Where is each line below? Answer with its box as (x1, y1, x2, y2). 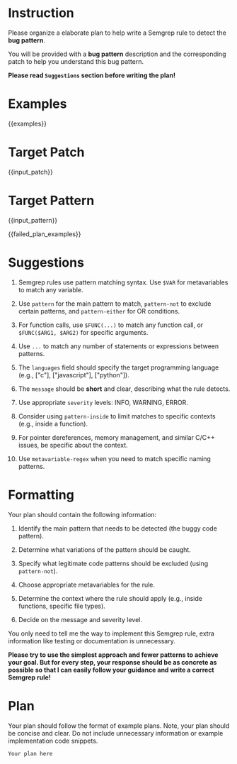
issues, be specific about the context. (18, 441, 128, 449)
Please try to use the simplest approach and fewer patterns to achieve (8, 650, 219, 659)
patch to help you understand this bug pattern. (8, 57, 144, 65)
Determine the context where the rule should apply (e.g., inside (18, 594, 202, 602)
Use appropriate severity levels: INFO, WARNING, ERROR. (18, 398, 188, 406)
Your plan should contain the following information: (8, 510, 157, 519)
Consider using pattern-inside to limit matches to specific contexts (18, 411, 216, 420)
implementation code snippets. (8, 736, 98, 745)
